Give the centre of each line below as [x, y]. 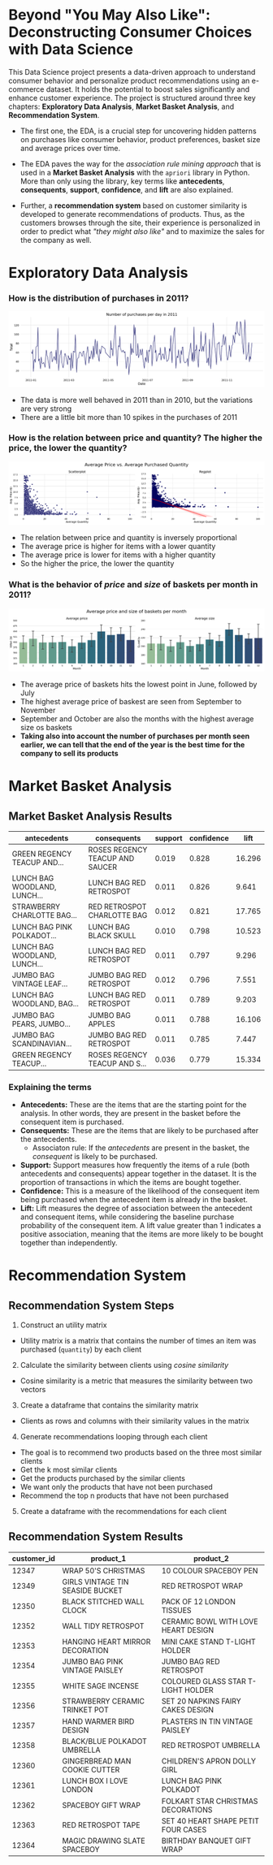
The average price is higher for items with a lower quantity [118, 547]
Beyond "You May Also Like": [110, 15]
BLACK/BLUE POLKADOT [105, 1741]
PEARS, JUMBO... [41, 1023]
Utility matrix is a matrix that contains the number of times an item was [138, 1340]
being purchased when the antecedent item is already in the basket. [134, 1199]
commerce [26, 89]
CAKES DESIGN [187, 1710]
